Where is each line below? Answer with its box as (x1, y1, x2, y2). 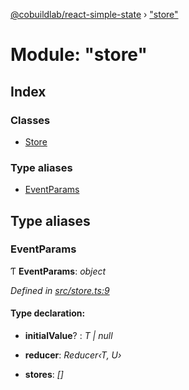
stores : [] (24, 369, 64, 381)
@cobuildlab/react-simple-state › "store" (10, 9, 179, 20)
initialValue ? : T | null (24, 330, 113, 342)
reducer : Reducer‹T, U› (24, 349, 122, 361)
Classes (10, 113, 51, 127)
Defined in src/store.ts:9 (10, 284, 110, 296)
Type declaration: (10, 307, 86, 319)
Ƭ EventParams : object (10, 265, 107, 277)
